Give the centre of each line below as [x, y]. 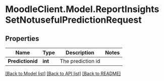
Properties [22, 38]
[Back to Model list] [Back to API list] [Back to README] [63, 73]
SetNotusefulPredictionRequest [74, 20]
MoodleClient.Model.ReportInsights [82, 9]
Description [80, 53]
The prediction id [80, 61]
